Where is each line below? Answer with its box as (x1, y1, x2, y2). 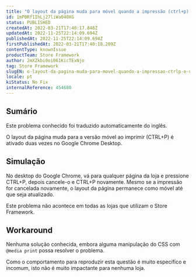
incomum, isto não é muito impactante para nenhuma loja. (6, 265, 146, 272)
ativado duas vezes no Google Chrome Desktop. (6, 139, 123, 146)
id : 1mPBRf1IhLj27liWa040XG (6, 14, 75, 20)
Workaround (6, 225, 53, 235)
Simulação (6, 156, 45, 167)
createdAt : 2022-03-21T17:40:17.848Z (6, 25, 98, 31)
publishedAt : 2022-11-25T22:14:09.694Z (6, 36, 103, 42)
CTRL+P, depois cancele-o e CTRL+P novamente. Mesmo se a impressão (6, 178, 183, 185)
